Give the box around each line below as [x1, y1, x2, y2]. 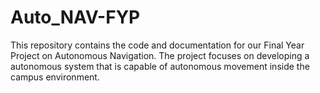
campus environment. [10, 71, 100, 83]
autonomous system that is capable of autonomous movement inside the [10, 60, 310, 72]
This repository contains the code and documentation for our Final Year [10, 39, 305, 51]
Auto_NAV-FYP [10, 6, 141, 29]
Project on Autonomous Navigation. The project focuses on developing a [10, 49, 310, 61]
